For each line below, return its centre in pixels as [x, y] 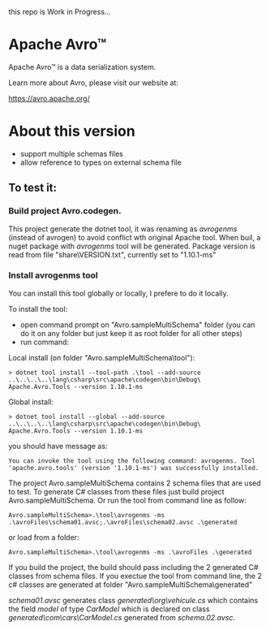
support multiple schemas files [71, 153]
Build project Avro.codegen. [65, 211]
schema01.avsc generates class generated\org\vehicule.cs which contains [133, 600]
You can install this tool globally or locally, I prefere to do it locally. [118, 293]
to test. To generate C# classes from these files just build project [116, 491]
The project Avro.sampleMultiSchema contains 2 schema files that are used [135, 483]
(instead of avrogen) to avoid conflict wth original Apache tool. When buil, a [135, 237]
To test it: [33, 188]
